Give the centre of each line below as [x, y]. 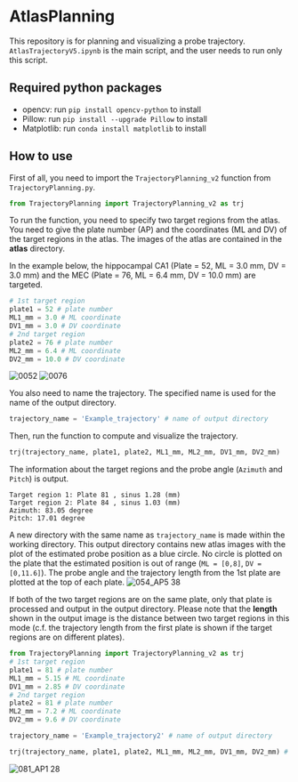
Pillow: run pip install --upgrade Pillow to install [114, 118]
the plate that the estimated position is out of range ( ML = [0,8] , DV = [136, 563]
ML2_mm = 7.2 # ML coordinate [65, 712]
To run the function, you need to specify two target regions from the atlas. [145, 221]
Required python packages [86, 88]
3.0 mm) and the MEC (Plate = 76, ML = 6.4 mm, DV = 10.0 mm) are [133, 275]
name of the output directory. [63, 403]
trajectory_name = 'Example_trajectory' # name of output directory [139, 419]
